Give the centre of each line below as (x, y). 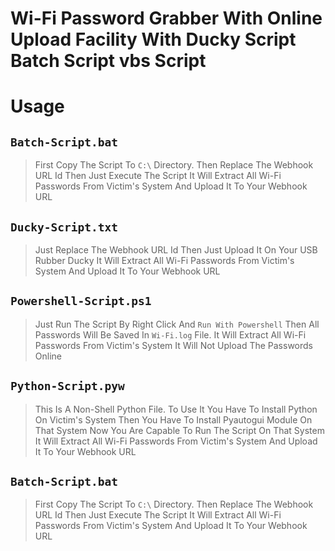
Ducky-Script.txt (64, 227)
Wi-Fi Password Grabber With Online (166, 18)
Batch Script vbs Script (108, 61)
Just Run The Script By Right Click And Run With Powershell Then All (177, 324)
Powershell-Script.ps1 (81, 301)
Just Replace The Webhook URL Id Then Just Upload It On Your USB (176, 250)
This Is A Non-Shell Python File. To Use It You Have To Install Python (176, 409)
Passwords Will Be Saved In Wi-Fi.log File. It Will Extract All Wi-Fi (170, 334)
